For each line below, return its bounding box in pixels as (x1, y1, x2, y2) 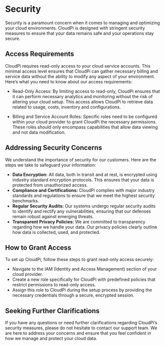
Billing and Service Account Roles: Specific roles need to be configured (12, 114, 158, 119)
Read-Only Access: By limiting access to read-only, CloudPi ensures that (12, 88, 160, 94)
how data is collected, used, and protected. (12, 229, 100, 235)
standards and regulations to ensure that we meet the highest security (12, 192, 155, 198)
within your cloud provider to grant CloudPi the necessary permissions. (12, 118, 157, 124)
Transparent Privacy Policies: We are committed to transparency (12, 219, 146, 225)
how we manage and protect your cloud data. (5, 336, 98, 342)
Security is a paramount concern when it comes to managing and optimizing (5, 20, 160, 26)
